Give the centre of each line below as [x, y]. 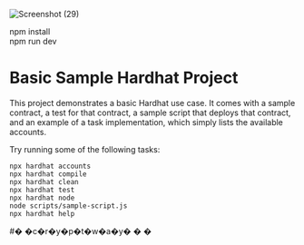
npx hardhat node [42, 198]
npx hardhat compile [49, 174]
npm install [30, 31]
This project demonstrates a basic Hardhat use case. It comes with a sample [152, 103]
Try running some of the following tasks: [85, 149]
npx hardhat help [42, 213]
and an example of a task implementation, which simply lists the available [147, 122]
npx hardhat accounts [50, 166]
